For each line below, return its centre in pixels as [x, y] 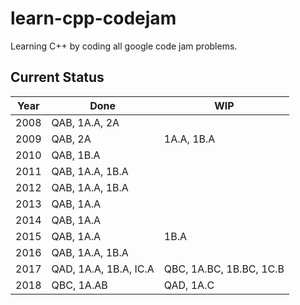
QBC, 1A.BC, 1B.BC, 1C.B [224, 269]
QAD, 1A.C [189, 285]
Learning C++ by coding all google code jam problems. [124, 46]
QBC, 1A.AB [79, 285]
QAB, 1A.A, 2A [85, 122]
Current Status [57, 77]
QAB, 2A [71, 139]
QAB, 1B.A [76, 155]
